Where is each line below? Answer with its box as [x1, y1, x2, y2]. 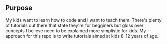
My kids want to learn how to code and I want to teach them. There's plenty [5, 17, 162, 23]
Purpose [5, 4, 33, 12]
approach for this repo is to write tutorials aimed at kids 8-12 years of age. [5, 33, 159, 39]
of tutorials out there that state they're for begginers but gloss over [5, 22, 144, 28]
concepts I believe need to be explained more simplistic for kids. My [5, 27, 146, 34]
